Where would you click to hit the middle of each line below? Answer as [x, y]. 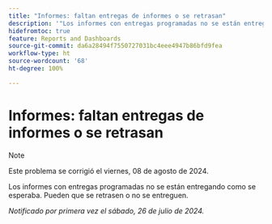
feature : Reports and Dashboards [65, 38]
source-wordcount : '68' [49, 61]
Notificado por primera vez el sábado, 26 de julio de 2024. [106, 210]
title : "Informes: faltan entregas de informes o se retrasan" [117, 16]
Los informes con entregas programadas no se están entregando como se [132, 186]
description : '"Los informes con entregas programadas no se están [125, 23]
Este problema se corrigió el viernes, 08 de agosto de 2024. [108, 171]
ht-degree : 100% [36, 69]
